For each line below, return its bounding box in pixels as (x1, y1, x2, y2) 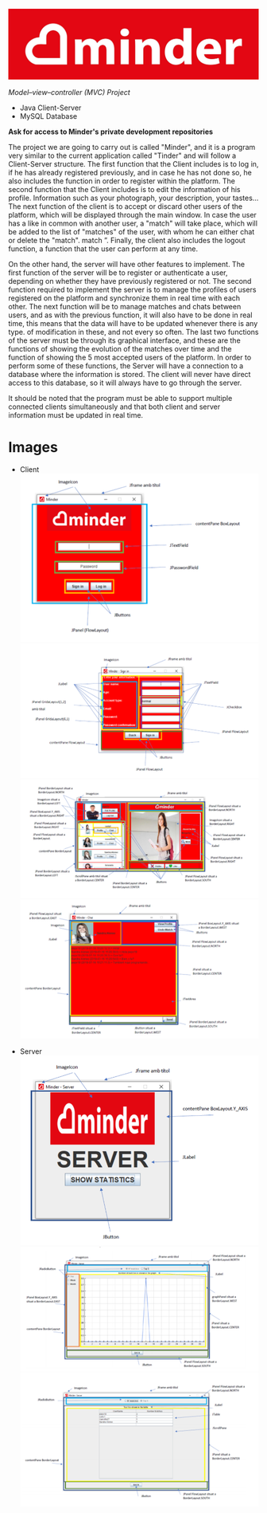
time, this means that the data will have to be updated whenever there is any (8, 319, 258, 328)
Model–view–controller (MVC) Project (8, 88, 131, 97)
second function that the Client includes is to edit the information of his (8, 185, 241, 195)
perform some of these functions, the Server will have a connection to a (8, 361, 244, 371)
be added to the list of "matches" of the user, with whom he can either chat (8, 227, 255, 237)
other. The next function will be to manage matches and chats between (8, 302, 242, 312)
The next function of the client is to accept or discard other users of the (8, 202, 243, 211)
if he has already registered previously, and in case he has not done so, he (8, 168, 252, 178)
